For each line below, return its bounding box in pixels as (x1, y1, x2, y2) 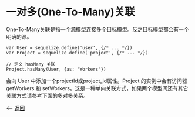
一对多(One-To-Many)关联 (6, 5, 135, 19)
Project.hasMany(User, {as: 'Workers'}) (6, 66, 107, 72)
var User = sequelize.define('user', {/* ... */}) (6, 44, 133, 50)
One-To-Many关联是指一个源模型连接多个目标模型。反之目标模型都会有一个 (6, 26, 189, 33)
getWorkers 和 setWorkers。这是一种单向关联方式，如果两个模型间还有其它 (6, 84, 189, 91)
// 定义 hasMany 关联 (6, 61, 56, 67)
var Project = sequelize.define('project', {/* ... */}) (6, 50, 149, 56)
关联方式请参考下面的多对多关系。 (6, 92, 89, 99)
